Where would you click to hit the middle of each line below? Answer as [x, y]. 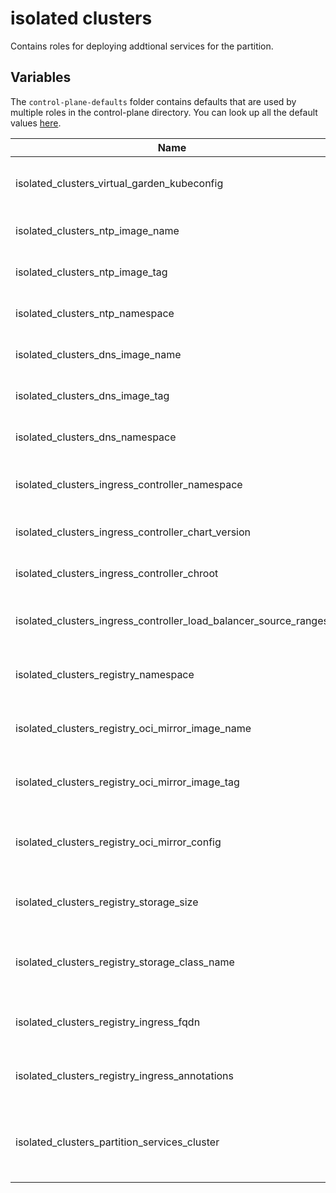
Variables [41, 77]
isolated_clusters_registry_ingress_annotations [124, 1075]
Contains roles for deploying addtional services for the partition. [142, 46]
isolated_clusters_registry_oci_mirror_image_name [133, 728]
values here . [36, 123]
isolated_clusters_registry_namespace [105, 674]
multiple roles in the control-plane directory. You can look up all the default [164, 112]
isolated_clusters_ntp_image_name [97, 230]
